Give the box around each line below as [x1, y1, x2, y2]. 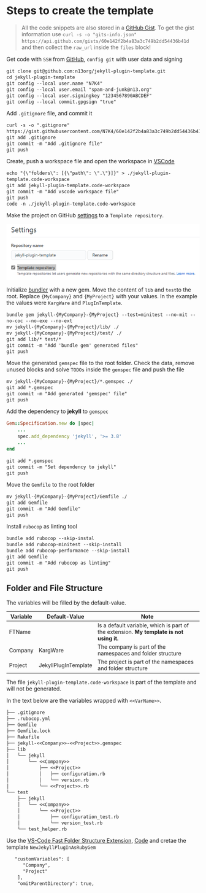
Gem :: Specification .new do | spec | [6, 420, 95, 427]
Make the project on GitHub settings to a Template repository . [6, 211, 164, 218]
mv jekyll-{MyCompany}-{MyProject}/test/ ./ [6, 330, 122, 336]
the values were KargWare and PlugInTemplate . [6, 299, 123, 306]
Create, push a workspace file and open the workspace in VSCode [6, 157, 175, 164]
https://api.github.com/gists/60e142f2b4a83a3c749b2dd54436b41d [21, 38, 189, 44]
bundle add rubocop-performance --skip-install [6, 547, 131, 554]
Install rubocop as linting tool [6, 523, 78, 530]
